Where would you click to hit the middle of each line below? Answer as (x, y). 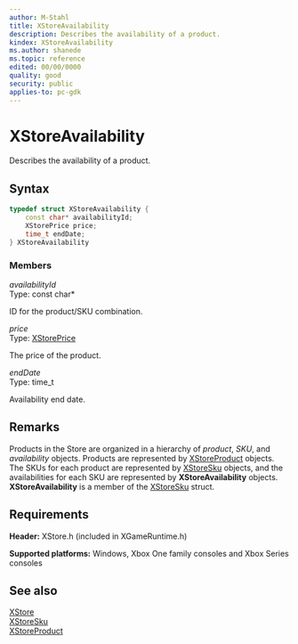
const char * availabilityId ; (79, 218)
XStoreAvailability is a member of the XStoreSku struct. (112, 486)
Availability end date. (48, 399)
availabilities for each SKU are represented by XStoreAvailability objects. (144, 477)
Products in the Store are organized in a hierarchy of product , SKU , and (140, 448)
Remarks (35, 427)
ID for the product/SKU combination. (76, 311)
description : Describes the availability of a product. (115, 34)
